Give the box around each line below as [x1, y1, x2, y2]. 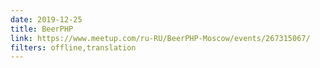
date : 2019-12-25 [10, 14, 83, 25]
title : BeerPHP [10, 24, 74, 34]
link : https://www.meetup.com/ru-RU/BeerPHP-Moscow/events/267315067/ [10, 33, 311, 43]
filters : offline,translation [10, 42, 137, 53]
